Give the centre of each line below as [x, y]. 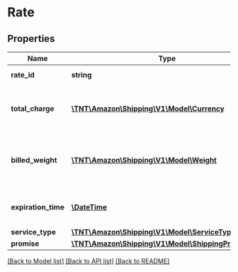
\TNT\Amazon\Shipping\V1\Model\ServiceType [153, 232]
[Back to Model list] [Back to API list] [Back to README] [89, 261]
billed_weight [34, 160]
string [81, 75]
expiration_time [38, 207]
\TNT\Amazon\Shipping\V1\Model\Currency [148, 109]
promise [25, 244]
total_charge [33, 109]
